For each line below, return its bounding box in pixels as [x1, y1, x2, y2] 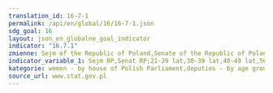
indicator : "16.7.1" [8, 42, 79, 50]
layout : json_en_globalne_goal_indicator [8, 34, 151, 43]
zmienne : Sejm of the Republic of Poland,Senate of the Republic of [8, 49, 245, 57]
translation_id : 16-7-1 [8, 11, 89, 20]
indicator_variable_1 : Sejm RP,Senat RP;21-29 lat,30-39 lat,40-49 [8, 57, 242, 66]
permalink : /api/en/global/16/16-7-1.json [8, 19, 154, 27]
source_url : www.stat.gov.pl [8, 72, 107, 80]
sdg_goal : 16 [8, 27, 53, 35]
